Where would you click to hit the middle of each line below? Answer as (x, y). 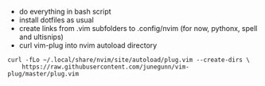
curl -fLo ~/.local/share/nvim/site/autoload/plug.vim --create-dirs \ (129, 60)
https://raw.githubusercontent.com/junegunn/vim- (106, 67)
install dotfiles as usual (57, 20)
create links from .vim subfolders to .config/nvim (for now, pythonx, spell (138, 28)
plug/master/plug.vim (43, 74)
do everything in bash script (65, 12)
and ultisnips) (41, 37)
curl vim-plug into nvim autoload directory (88, 45)
